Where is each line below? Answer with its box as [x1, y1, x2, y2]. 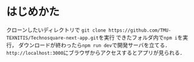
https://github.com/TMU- [108, 27, 172, 33]
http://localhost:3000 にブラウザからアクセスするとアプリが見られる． [6, 49, 186, 56]
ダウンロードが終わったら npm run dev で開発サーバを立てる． [18, 41, 171, 49]
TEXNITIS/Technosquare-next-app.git [6, 35, 99, 41]
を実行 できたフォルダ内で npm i [98, 33, 178, 41]
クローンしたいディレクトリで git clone [6, 26, 106, 33]
